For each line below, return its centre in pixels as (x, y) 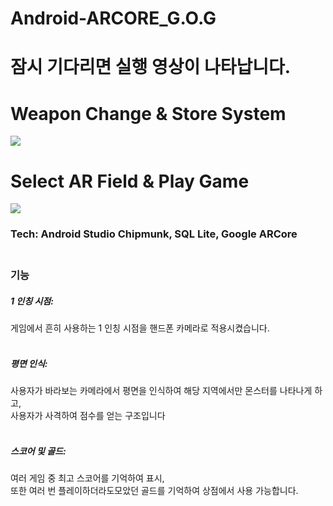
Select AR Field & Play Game (130, 181)
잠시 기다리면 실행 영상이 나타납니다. (151, 67)
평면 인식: (29, 363)
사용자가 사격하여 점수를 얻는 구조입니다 (88, 416)
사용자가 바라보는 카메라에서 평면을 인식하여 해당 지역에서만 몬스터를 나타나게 (161, 391)
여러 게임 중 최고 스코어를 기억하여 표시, (87, 478)
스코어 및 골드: (38, 451)
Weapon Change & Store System (148, 113)
